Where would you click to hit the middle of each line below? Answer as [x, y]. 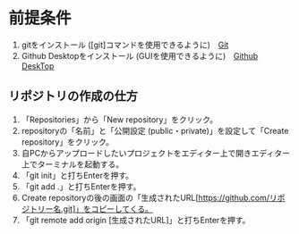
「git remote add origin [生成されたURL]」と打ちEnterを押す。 [136, 220]
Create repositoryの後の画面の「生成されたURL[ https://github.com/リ [149, 197]
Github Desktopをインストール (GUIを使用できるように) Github [140, 55]
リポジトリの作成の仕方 [73, 96]
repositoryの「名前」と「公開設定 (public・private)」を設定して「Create [155, 130]
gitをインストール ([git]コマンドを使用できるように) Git [125, 45]
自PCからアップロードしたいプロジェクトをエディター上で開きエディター [156, 153]
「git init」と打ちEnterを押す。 [77, 175]
